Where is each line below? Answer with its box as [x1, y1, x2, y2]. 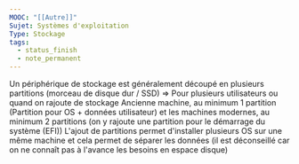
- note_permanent [17, 54, 82, 63]
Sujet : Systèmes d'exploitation [9, 21, 129, 30]
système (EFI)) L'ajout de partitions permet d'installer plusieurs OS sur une [9, 126, 283, 136]
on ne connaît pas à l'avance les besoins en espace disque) [9, 144, 229, 155]
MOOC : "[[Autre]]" [9, 12, 77, 22]
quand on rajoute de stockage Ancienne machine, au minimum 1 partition [9, 98, 277, 107]
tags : [9, 37, 29, 47]
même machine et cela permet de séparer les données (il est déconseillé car [9, 135, 290, 145]
